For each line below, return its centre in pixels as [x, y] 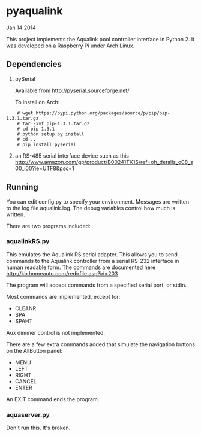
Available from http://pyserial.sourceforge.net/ [72, 90]
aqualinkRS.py [28, 241]
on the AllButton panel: [34, 350]
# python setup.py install [51, 134]
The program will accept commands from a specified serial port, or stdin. [97, 285]
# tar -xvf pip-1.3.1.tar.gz [53, 123]
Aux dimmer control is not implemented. [55, 332]
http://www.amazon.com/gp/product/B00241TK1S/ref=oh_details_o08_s [104, 162]
